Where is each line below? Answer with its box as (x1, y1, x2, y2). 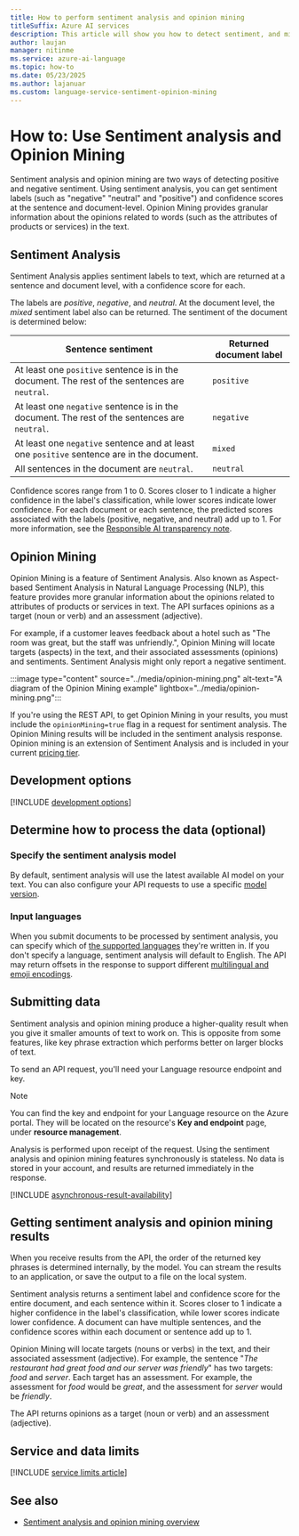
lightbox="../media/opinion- (159, 683, 260, 694)
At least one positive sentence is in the (14, 364, 179, 376)
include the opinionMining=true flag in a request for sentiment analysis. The (10, 719, 287, 730)
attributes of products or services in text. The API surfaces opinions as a (10, 602, 275, 612)
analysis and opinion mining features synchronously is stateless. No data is (10, 1153, 285, 1164)
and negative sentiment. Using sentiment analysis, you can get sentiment (10, 183, 278, 194)
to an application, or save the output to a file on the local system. (10, 1272, 248, 1282)
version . (10, 888, 40, 899)
